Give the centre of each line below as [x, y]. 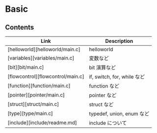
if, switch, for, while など [117, 77]
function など [104, 86]
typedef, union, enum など [119, 114]
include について [108, 123]
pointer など [103, 95]
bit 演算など [103, 67]
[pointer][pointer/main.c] [36, 95]
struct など [101, 104]
